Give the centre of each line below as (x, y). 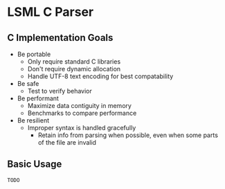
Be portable (34, 54)
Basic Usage (35, 164)
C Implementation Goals (60, 38)
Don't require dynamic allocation (74, 69)
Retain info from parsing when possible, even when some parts (128, 135)
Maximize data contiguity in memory (79, 106)
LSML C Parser (51, 12)
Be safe (28, 83)
